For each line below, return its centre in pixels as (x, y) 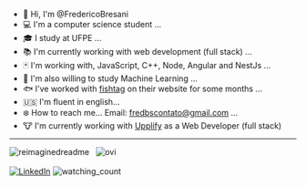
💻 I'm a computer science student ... (92, 24)
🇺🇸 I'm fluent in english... (71, 102)
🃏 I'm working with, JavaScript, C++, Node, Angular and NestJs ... (147, 65)
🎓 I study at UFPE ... (62, 38)
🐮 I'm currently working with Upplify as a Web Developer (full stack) (152, 126)
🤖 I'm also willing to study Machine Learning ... (110, 78)
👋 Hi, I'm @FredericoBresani (76, 14)
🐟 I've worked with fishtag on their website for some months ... (142, 88)
